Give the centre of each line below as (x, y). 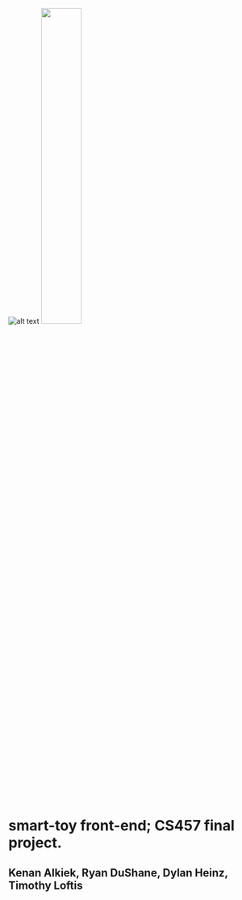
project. (35, 843)
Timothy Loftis (46, 885)
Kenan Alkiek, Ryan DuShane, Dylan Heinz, (118, 873)
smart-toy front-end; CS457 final (122, 826)
